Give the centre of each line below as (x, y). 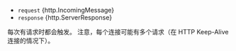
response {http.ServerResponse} (64, 17)
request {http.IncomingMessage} (66, 10)
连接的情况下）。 (31, 41)
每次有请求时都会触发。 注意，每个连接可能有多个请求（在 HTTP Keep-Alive (118, 32)
